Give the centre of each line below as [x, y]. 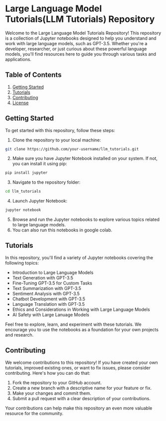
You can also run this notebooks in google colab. [62, 230]
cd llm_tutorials [23, 192]
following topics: [22, 263]
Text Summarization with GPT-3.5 [47, 288]
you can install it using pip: [40, 164]
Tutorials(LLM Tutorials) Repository [80, 19]
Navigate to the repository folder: [46, 182]
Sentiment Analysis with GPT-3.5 [46, 293]
